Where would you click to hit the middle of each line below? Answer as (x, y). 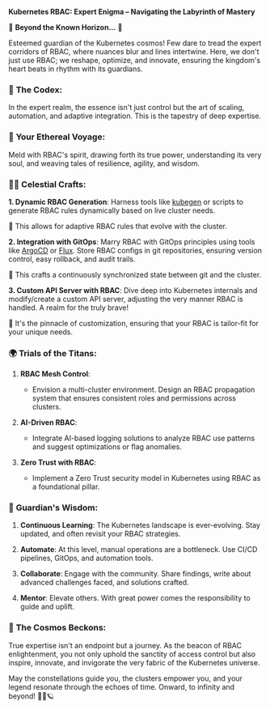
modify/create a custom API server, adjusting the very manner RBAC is (126, 299)
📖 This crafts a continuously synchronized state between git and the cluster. (135, 274)
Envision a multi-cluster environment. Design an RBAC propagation (143, 390)
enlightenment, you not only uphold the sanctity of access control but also (132, 654)
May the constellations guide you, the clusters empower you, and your (125, 678)
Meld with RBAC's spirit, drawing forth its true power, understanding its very (135, 155)
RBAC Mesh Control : (55, 374)
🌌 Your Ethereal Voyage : (57, 137)
